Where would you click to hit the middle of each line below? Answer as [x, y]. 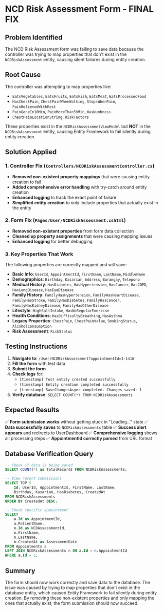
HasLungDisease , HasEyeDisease [43, 290]
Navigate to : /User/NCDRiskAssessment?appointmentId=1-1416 [73, 358]
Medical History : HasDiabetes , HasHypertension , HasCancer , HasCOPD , [80, 285]
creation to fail [27, 182]
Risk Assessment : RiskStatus [42, 331]
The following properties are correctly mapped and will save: [66, 265]
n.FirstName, [27, 533]
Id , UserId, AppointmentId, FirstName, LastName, [65, 488]
